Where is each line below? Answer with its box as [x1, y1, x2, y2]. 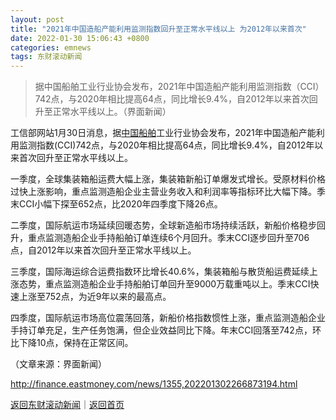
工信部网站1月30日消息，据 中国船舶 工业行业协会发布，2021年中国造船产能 [10, 127, 317, 139]
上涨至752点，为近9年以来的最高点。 [18, 291, 172, 303]
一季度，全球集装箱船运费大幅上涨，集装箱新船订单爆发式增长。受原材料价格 [10, 173, 326, 185]
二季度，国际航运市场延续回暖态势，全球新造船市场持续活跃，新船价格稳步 [10, 219, 317, 231]
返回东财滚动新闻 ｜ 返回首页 [10, 399, 125, 411]
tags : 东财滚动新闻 [10, 52, 83, 62]
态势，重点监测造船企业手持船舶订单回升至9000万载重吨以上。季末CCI [18, 278, 311, 290]
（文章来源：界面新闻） [10, 358, 107, 370]
